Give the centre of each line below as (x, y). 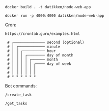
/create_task (18, 95)
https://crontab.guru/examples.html (42, 34)
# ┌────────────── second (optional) (46, 42)
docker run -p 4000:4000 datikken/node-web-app (55, 16)
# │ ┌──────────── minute (34, 47)
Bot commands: (21, 86)
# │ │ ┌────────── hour (31, 51)
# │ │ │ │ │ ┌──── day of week (39, 64)
